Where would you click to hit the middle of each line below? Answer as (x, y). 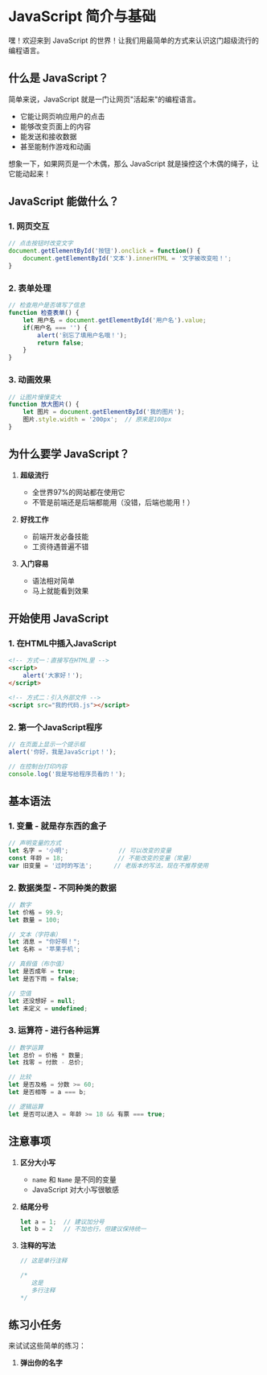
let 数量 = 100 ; (34, 920)
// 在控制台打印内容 (38, 766)
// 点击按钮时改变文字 (41, 244)
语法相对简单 (53, 580)
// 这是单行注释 (43, 1261)
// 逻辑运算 (26, 1107)
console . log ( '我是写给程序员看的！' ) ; (67, 774)
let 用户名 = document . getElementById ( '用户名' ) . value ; (115, 320)
